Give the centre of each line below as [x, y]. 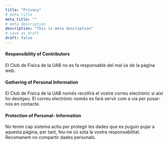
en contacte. [27, 104]
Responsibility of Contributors [37, 54]
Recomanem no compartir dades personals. [51, 137]
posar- [154, 99]
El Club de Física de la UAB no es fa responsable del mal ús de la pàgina [80, 65]
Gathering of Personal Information [42, 82]
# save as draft [22, 33]
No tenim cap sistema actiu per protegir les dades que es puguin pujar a [80, 127]
